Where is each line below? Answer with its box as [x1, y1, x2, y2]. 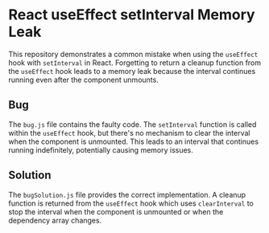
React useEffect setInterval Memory [8, 6, 255, 24]
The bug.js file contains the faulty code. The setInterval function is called [8, 119, 257, 129]
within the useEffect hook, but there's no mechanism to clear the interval [8, 128, 250, 137]
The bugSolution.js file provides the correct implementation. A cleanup [8, 190, 246, 199]
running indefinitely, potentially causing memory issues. [8, 145, 193, 154]
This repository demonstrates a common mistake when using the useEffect [8, 49, 259, 59]
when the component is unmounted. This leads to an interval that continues [8, 137, 259, 146]
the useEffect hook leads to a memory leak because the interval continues [8, 66, 256, 76]
